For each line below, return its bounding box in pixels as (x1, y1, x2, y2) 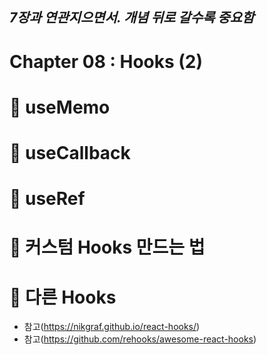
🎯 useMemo (9, 96, 111, 118)
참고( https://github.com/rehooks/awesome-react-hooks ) (23, 333, 257, 345)
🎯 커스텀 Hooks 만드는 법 (9, 236, 206, 259)
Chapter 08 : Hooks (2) (9, 50, 204, 73)
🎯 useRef (9, 188, 86, 210)
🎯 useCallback (9, 141, 131, 164)
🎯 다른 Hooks (9, 286, 117, 308)
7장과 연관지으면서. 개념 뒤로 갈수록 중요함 (9, 9, 255, 27)
